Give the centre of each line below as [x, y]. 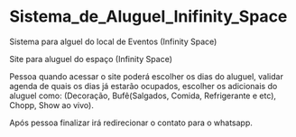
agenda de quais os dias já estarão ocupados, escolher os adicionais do [143, 86]
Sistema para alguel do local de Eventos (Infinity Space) [113, 41]
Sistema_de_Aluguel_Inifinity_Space [148, 17]
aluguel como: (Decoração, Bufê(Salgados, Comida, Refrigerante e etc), [143, 96]
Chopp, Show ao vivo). [52, 105]
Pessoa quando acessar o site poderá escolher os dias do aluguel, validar [147, 76]
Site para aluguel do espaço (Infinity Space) [91, 59]
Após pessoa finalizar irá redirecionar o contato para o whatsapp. [131, 123]
